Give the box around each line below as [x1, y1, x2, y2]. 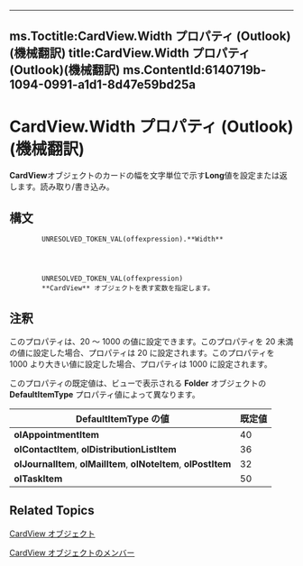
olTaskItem [14, 472, 63, 485]
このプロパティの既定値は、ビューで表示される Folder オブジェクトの [9, 378, 267, 388]
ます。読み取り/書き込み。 [16, 181, 115, 192]
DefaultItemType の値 [75, 412, 170, 424]
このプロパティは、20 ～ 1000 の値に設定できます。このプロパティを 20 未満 [9, 335, 294, 347]
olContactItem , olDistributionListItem [14, 443, 178, 455]
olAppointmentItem [14, 428, 99, 441]
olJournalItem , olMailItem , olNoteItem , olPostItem [14, 457, 232, 470]
